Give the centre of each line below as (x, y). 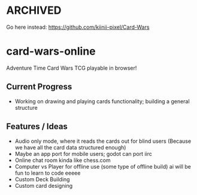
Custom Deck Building (42, 179)
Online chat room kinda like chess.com (63, 160)
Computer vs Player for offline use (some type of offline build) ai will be (103, 166)
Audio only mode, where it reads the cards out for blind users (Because (103, 141)
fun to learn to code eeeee (48, 173)
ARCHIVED (34, 10)
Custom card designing (44, 185)
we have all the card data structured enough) (70, 147)
